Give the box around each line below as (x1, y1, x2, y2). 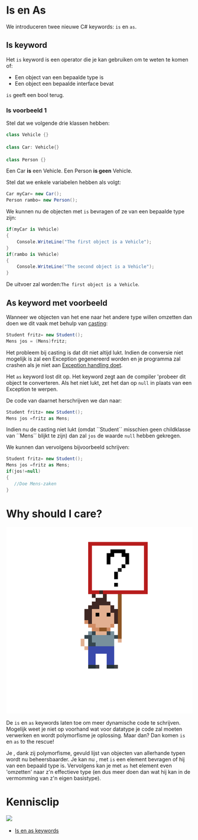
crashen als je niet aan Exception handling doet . (6, 361, 123, 368)
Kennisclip (6, 795, 60, 809)
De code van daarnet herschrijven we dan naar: (6, 397, 122, 404)
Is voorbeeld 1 (6, 106, 47, 114)
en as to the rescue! (6, 738, 54, 745)
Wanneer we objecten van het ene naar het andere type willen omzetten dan (6, 313, 193, 320)
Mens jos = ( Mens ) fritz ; (6, 338, 67, 344)
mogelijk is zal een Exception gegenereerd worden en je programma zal (6, 355, 181, 362)
